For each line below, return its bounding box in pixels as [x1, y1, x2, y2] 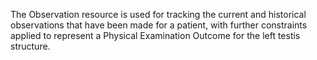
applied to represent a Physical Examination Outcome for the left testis [10, 30, 301, 41]
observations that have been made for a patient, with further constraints [10, 19, 308, 31]
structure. [10, 40, 51, 52]
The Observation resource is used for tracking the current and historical [10, 9, 307, 20]
